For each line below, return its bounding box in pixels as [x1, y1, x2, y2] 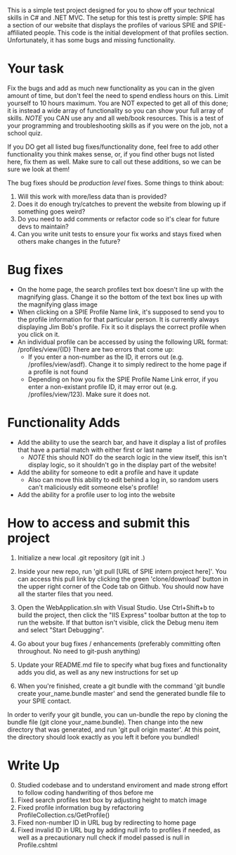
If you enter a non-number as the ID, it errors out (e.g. [27, 352, 184, 361]
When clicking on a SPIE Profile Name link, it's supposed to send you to [17, 307, 225, 316]
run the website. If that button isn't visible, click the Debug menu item [17, 618, 219, 627]
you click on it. [17, 330, 60, 338]
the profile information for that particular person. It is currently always [17, 315, 220, 324]
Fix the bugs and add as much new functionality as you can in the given [7, 84, 215, 92]
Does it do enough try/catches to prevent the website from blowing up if [17, 199, 226, 208]
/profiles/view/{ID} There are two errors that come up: [17, 345, 174, 353]
